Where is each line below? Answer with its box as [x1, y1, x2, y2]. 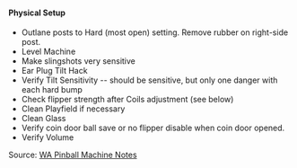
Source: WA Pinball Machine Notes [8, 149, 137, 161]
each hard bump [21, 84, 83, 95]
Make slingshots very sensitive [21, 56, 136, 66]
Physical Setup [8, 7, 66, 18]
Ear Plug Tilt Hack [21, 66, 88, 76]
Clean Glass [21, 113, 66, 124]
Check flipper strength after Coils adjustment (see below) [21, 94, 234, 105]
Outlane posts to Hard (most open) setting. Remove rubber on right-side [21, 27, 289, 38]
